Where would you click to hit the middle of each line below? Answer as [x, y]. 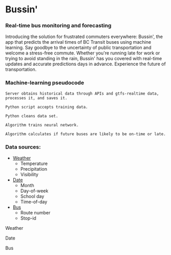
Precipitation [34, 169]
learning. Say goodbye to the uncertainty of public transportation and [78, 48]
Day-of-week [34, 191]
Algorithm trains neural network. [42, 125]
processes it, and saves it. [36, 98]
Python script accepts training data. [47, 107]
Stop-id [28, 218]
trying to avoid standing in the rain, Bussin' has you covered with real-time [84, 59]
